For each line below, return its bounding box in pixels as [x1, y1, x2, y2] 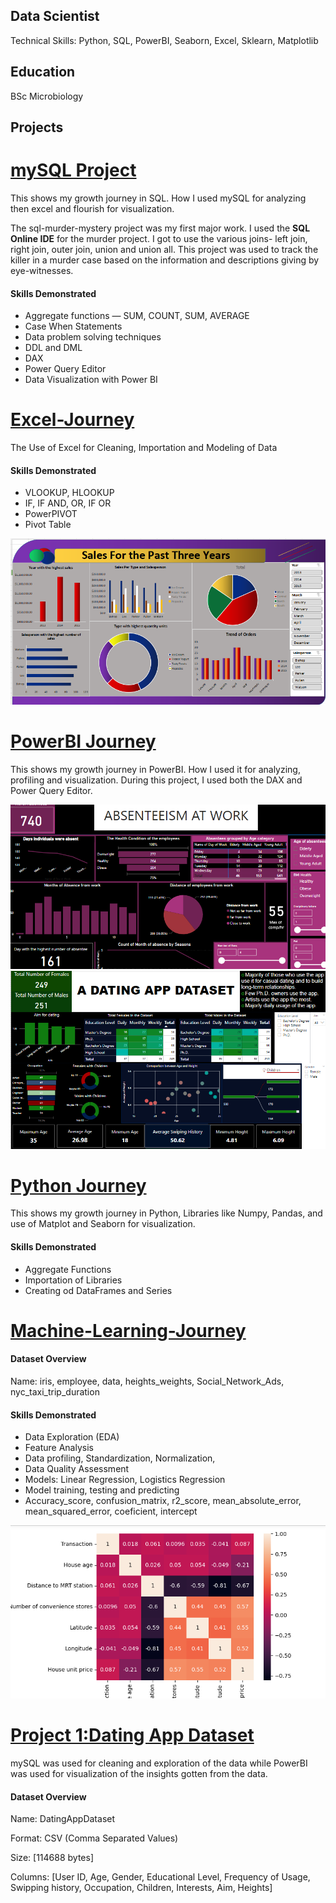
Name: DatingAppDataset [10, 1813, 116, 1825]
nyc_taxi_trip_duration [10, 1386, 100, 1398]
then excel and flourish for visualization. [10, 202, 175, 214]
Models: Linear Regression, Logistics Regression [24, 1474, 226, 1486]
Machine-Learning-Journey [10, 1319, 247, 1342]
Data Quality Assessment [24, 1463, 130, 1475]
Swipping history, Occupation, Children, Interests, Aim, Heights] [10, 1882, 273, 1894]
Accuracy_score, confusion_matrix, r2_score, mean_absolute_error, [24, 1495, 302, 1507]
